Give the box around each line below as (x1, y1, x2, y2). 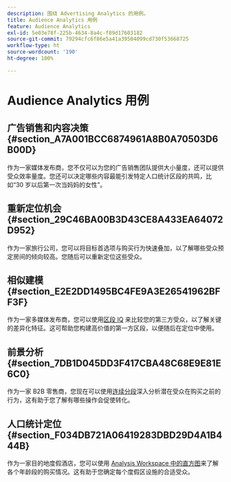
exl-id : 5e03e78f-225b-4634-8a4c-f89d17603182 (7, 29, 143, 36)
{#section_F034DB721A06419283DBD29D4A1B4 (7, 429, 223, 441)
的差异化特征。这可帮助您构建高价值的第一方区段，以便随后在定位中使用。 (7, 324, 218, 333)
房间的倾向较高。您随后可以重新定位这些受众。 (12, 252, 146, 260)
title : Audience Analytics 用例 (7, 17, 98, 23)
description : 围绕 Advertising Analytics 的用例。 (7, 10, 149, 17)
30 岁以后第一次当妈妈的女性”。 (16, 180, 107, 189)
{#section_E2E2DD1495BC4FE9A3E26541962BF (7, 285, 221, 297)
